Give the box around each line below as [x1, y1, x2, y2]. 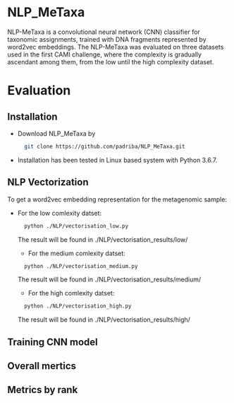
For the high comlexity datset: [27, 289, 115, 298]
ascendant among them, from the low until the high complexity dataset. [7, 57, 214, 66]
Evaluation [7, 83, 71, 99]
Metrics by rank [7, 384, 78, 396]
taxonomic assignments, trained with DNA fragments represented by [7, 35, 207, 43]
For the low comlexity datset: [17, 209, 102, 217]
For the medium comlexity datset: [27, 249, 125, 257]
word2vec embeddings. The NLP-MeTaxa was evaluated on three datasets [7, 42, 224, 51]
